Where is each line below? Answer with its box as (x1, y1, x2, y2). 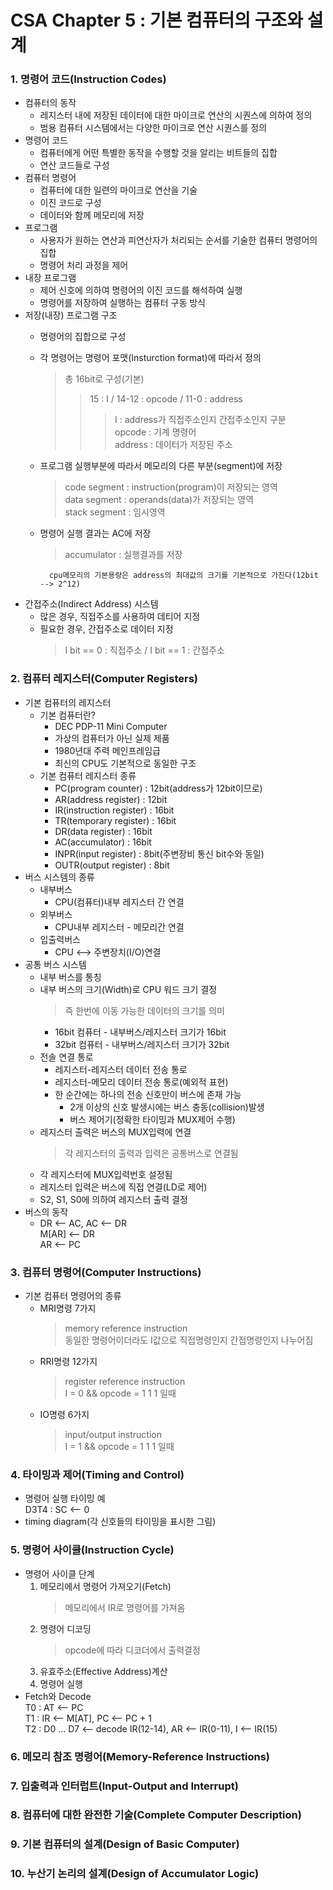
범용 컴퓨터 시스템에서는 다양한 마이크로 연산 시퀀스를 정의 (39, 122, 268, 134)
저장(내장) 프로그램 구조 (24, 309, 118, 321)
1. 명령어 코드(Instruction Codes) (10, 72, 167, 86)
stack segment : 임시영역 (64, 506, 166, 518)
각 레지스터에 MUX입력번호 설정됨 (39, 1168, 173, 1180)
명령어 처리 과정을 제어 (39, 259, 129, 271)
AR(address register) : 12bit (54, 793, 168, 805)
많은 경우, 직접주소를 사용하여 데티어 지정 (39, 611, 201, 623)
